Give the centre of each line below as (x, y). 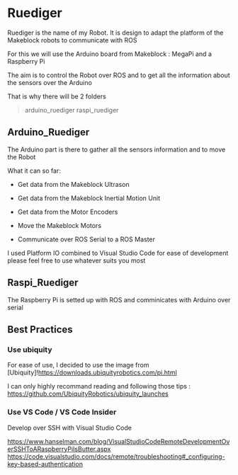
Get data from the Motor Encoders (68, 212)
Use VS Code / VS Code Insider (62, 412)
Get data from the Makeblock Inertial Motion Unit (89, 198)
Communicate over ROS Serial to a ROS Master (86, 239)
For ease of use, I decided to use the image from (78, 365)
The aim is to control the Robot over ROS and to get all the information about (119, 75)
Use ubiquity (30, 350)
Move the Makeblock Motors (59, 225)
